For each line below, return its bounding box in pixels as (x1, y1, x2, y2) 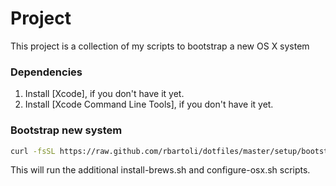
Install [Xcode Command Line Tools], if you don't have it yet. (24, 98, 274, 111)
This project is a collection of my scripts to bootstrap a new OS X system (10, 40, 310, 52)
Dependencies (10, 65, 83, 79)
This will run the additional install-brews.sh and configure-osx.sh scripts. (10, 164, 311, 176)
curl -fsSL (10, 146, 56, 156)
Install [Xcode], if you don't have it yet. (24, 88, 185, 100)
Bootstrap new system (10, 123, 123, 137)
